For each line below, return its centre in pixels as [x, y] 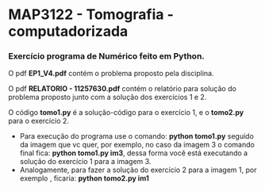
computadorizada [68, 31]
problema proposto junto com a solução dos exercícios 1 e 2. [108, 97]
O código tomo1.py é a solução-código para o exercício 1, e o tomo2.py [126, 113]
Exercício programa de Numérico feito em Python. [106, 56]
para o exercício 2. [39, 121]
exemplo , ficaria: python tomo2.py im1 [84, 178]
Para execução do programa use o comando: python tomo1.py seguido [136, 136]
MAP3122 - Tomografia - [91, 15]
